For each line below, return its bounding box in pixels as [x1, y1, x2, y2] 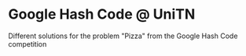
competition [8, 39, 47, 48]
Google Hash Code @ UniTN [8, 5, 196, 23]
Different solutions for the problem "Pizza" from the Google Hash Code [8, 31, 238, 40]
